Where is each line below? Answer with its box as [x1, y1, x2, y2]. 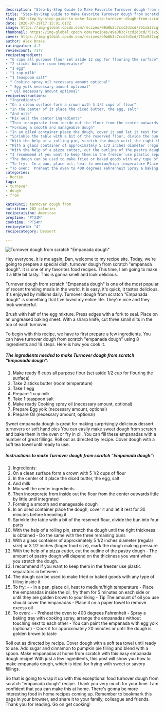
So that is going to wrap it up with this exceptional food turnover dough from [5, 675, 159, 681]
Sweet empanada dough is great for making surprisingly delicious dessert [5, 421, 154, 426]
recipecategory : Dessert [5, 229, 56, 234]
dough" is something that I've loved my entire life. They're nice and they [5, 296, 150, 302]
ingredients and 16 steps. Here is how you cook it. [5, 341, 106, 347]
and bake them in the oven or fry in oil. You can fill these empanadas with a [5, 431, 156, 437]
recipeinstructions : [5, 93, 48, 98]
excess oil [12, 605, 33, 611]
